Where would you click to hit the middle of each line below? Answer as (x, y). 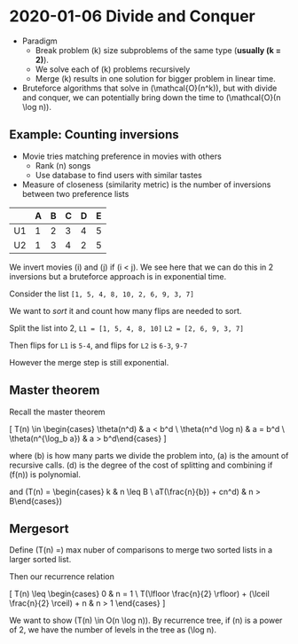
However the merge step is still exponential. (89, 362)
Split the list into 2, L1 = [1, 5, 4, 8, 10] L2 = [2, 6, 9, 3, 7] (126, 328)
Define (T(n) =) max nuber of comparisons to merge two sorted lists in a (141, 550)
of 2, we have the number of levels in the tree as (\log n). (113, 630)
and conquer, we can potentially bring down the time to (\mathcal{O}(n (151, 97)
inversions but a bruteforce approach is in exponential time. (118, 276)
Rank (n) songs (63, 165)
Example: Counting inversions (94, 135)
